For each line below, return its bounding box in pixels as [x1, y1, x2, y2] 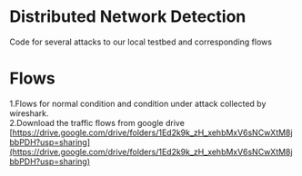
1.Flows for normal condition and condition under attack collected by [9, 98, 267, 109]
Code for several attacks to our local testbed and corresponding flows [9, 36, 273, 47]
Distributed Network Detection [9, 6, 247, 27]
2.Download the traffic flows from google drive [9, 117, 185, 128]
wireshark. [9, 107, 49, 119]
